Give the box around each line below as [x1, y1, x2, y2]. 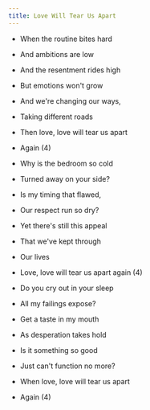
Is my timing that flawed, [19, 190, 102, 199]
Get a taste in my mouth [19, 314, 99, 324]
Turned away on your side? [19, 174, 111, 183]
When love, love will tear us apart [19, 376, 131, 386]
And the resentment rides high [19, 65, 121, 75]
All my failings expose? [19, 298, 96, 308]
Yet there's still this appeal [19, 220, 107, 230]
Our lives [19, 252, 50, 261]
